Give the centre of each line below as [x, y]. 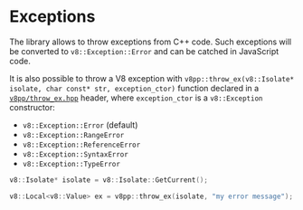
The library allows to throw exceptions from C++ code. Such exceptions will [151, 42]
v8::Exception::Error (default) [80, 125]
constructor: [33, 107]
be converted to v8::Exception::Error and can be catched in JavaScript [144, 51]
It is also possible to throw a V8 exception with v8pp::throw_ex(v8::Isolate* [152, 78]
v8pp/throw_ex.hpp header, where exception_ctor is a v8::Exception [136, 98]
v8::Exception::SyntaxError [75, 154]
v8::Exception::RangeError [73, 135]
